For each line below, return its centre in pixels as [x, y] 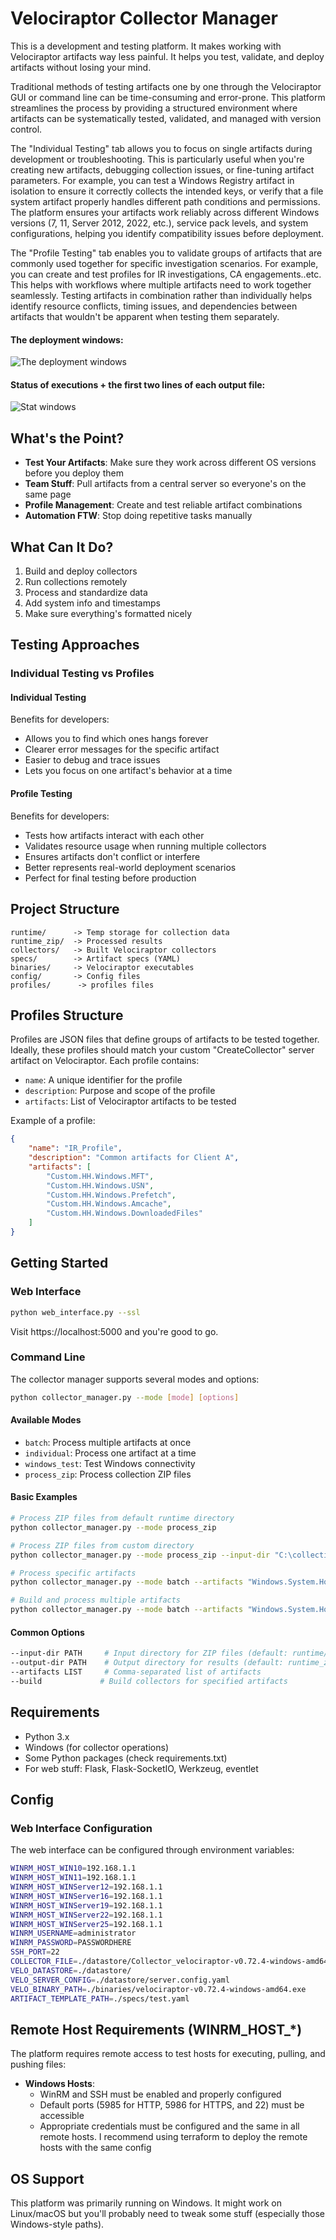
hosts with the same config [95, 2148]
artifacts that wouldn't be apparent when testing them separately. [145, 316]
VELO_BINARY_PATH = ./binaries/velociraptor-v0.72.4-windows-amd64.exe [158, 1989]
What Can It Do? [62, 547]
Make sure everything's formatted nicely [108, 613]
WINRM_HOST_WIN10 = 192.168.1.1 [73, 1868]
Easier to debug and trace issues [92, 760]
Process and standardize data [86, 592]
